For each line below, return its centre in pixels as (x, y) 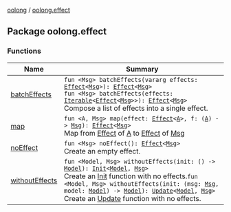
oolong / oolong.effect (39, 10)
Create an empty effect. (102, 151)
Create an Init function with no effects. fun (131, 176)
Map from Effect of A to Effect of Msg (124, 133)
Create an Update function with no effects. (133, 198)
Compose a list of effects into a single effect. (136, 108)
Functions (24, 51)
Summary (142, 69)
